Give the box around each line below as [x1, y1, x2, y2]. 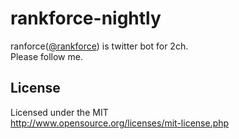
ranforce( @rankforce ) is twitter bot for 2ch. [10, 40, 189, 52]
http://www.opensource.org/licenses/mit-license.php [10, 117, 230, 129]
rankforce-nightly [10, 7, 162, 30]
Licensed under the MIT [10, 106, 109, 118]
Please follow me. [10, 50, 83, 62]
